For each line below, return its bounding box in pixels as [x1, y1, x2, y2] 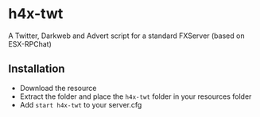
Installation [8, 62, 65, 76]
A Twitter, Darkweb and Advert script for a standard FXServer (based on [8, 31, 245, 40]
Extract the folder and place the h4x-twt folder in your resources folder [19, 92, 252, 101]
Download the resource [19, 83, 97, 92]
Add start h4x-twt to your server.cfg [19, 100, 142, 109]
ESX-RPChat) [8, 39, 52, 48]
